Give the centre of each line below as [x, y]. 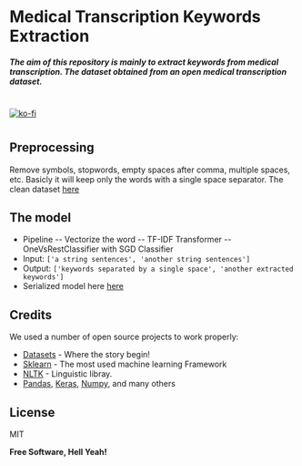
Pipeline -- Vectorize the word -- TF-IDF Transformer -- [127, 240]
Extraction [50, 36]
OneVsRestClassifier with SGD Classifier [98, 249]
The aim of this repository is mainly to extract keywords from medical [144, 62]
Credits [31, 315]
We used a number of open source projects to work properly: [124, 337]
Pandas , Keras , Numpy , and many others [99, 384]
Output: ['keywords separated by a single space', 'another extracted [158, 269]
